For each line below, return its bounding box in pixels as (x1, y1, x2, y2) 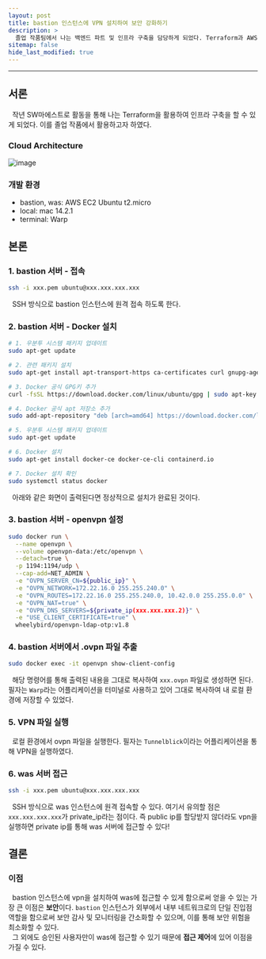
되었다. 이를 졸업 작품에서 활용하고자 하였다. (16, 120, 152, 129)
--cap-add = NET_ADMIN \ (15, 570, 90, 577)
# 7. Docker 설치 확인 (8, 470, 77, 478)
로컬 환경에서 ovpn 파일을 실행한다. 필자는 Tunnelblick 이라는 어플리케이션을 (11, 736, 249, 746)
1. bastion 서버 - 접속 (8, 265, 85, 276)
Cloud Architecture (8, 140, 84, 151)
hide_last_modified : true (8, 48, 93, 56)
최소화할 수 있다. (8, 922, 59, 932)
